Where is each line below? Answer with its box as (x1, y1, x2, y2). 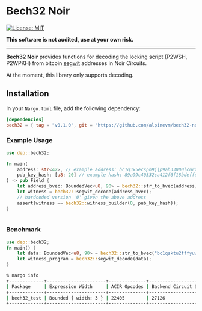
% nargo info (6, 272, 39, 278)
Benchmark (6, 225, 41, 234)
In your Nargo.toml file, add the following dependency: (6, 104, 141, 112)
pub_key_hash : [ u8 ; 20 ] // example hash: (17, 172, 122, 178)
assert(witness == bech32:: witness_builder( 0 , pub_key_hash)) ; (17, 200, 179, 206)
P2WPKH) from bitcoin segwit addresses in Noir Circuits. (6, 59, 147, 67)
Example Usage (6, 136, 53, 145)
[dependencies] (6, 116, 44, 122)
